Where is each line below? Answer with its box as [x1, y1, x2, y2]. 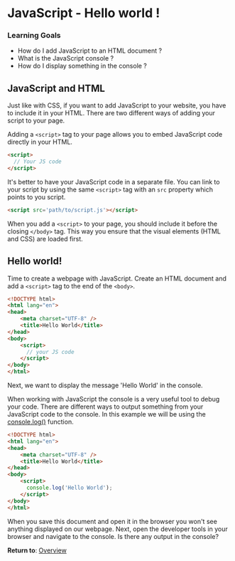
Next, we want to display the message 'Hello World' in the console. [7, 381, 204, 389]
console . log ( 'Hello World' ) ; [26, 484, 113, 492]
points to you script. [7, 192, 66, 201]
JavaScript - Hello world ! [7, 5, 160, 21]
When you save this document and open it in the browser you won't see [7, 517, 218, 525]
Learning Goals [7, 31, 62, 41]
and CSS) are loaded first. [7, 234, 83, 243]
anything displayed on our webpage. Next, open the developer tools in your [7, 525, 229, 533]
